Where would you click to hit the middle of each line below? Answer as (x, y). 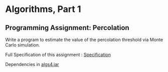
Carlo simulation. (23, 45)
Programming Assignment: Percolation (67, 28)
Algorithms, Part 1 (43, 9)
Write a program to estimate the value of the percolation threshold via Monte (84, 39)
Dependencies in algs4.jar (32, 64)
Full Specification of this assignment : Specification (58, 54)
